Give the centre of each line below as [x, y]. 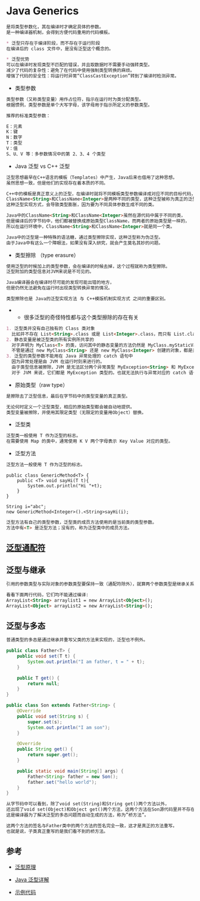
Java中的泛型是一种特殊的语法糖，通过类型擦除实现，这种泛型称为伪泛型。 [85, 237]
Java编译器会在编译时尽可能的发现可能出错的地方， [60, 283]
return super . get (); [53, 755]
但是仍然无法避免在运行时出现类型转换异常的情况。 [60, 288]
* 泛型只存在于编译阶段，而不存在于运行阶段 [53, 43]
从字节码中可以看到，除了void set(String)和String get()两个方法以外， [88, 804]
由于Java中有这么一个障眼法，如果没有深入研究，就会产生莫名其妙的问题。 [85, 243]
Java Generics [43, 11]
